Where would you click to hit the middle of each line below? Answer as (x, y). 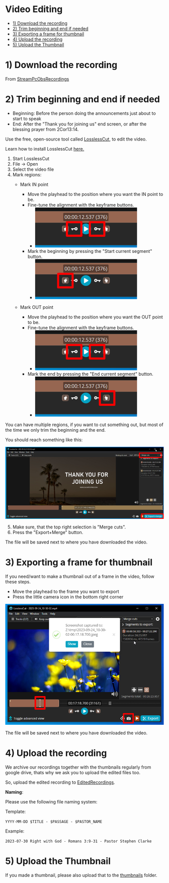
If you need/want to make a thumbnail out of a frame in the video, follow (80, 576)
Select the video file (33, 169)
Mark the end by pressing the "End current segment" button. (90, 374)
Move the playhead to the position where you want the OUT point (95, 317)
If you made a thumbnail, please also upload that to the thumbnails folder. (81, 875)
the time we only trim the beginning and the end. (56, 430)
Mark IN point (34, 184)
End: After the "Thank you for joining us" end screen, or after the (79, 124)
